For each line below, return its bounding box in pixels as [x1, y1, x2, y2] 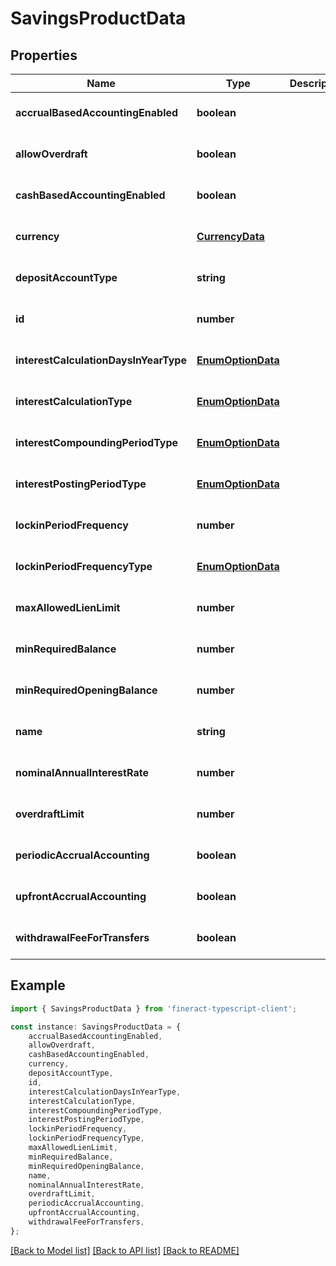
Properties [10, 47, 78, 64]
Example [10, 977, 66, 994]
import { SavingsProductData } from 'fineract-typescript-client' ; [10, 1003, 298, 1014]
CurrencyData [196, 230, 265, 243]
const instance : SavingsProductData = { [10, 1022, 182, 1032]
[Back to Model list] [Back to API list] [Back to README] [10, 1244, 240, 1256]
